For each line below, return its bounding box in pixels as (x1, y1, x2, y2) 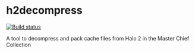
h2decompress (6, 4, 83, 17)
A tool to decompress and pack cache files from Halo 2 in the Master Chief (6, 35, 190, 42)
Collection (6, 41, 32, 48)
